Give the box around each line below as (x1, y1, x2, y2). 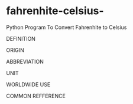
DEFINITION (6, 35, 35, 42)
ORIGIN (6, 46, 25, 54)
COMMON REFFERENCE (6, 92, 66, 99)
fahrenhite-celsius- (6, 4, 105, 18)
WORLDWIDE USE (6, 81, 51, 88)
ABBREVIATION (6, 58, 44, 65)
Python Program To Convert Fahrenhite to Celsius (6, 24, 127, 31)
